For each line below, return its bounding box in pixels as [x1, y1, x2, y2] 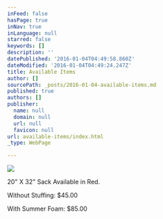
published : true [7, 88, 54, 95]
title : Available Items [7, 68, 76, 75]
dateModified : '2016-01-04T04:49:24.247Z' [7, 62, 132, 69]
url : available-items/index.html [7, 133, 104, 140]
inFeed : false [7, 10, 49, 17]
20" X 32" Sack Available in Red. [7, 178, 101, 186]
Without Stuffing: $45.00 [7, 191, 78, 200]
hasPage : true [7, 17, 49, 24]
